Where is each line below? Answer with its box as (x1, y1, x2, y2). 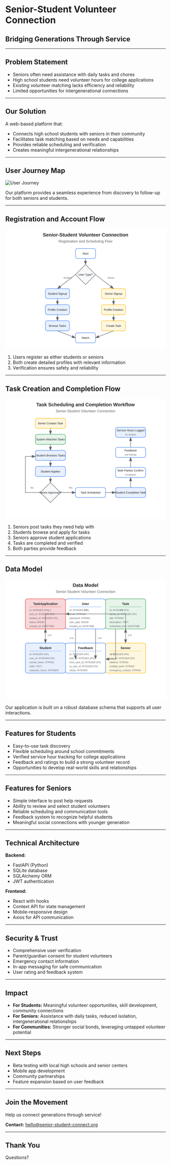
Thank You (5, 1141, 40, 1150)
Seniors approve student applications (12, 535, 92, 541)
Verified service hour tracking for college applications (12, 753, 126, 760)
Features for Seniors (5, 784, 72, 793)
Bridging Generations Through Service (5, 35, 131, 43)
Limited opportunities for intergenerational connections (12, 88, 129, 94)
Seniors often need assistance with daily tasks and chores (12, 71, 135, 77)
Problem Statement (5, 58, 68, 67)
